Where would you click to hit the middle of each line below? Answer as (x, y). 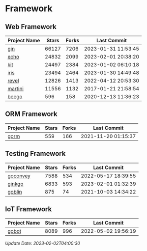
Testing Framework (35, 153)
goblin (15, 192)
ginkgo (15, 184)
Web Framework (31, 27)
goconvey (19, 176)
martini (15, 89)
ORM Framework (31, 114)
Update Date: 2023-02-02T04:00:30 (43, 243)
